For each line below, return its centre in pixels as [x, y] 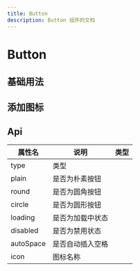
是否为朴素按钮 [77, 179]
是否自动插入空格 [80, 244]
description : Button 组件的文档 [51, 20]
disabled [25, 231]
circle [20, 204]
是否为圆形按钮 [77, 205]
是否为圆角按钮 [77, 192]
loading [23, 217]
